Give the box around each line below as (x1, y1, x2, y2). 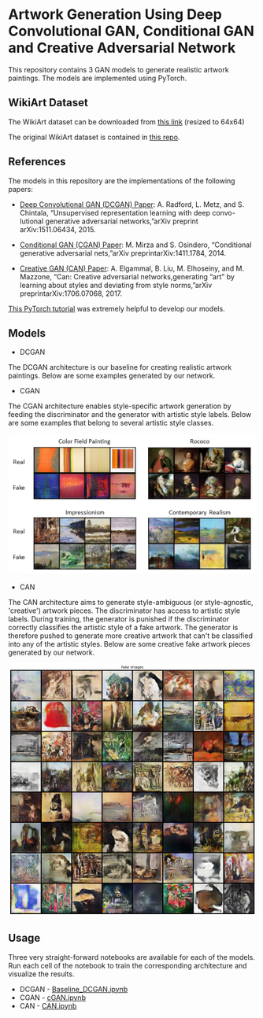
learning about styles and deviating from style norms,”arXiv (19, 280, 213, 290)
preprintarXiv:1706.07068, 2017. (19, 289, 123, 298)
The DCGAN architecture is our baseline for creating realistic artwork (8, 363, 232, 372)
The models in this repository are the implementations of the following (8, 175, 235, 186)
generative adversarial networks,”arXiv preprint (45, 216, 198, 226)
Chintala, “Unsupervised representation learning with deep (19, 208, 211, 217)
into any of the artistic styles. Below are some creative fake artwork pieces (8, 640, 250, 649)
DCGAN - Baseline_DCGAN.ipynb (19, 984, 128, 994)
